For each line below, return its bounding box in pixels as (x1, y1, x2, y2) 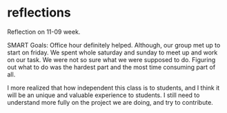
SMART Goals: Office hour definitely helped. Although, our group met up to (7, 41, 221, 49)
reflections (7, 5, 71, 21)
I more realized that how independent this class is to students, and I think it (7, 83, 220, 92)
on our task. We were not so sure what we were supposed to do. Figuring (7, 55, 216, 63)
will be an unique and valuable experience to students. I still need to (7, 91, 200, 99)
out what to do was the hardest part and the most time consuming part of (7, 63, 216, 71)
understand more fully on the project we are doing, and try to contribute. (7, 98, 214, 106)
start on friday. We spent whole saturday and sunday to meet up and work (7, 48, 218, 56)
